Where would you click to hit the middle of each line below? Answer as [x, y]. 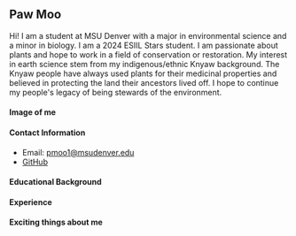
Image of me [32, 112]
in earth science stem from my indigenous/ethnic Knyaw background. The [144, 64]
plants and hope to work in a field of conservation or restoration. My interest [148, 54]
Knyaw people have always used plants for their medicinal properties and [143, 73]
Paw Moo [35, 15]
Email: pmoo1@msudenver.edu [78, 152]
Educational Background [55, 182]
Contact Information [47, 133]
